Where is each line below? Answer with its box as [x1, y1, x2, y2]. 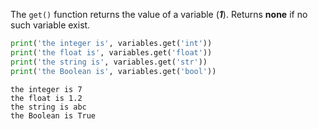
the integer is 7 [10, 84, 83, 94]
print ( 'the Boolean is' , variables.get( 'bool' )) [10, 66, 217, 76]
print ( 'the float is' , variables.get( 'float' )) [10, 47, 213, 58]
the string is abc [10, 102, 87, 112]
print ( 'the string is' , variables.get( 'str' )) [10, 57, 208, 67]
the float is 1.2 [10, 93, 83, 103]
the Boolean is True [10, 110, 97, 121]
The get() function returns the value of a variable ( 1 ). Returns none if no [10, 9, 308, 20]
